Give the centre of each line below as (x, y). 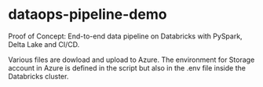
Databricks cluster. (38, 76)
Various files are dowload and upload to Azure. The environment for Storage (131, 60)
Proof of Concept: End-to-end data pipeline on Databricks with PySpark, (125, 36)
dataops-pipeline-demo (88, 14)
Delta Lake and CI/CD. (44, 44)
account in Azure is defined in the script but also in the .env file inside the (127, 67)
